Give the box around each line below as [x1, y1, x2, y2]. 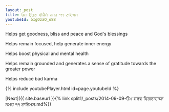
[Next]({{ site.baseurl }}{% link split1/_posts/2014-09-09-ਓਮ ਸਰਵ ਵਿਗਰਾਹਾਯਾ [5, 95, 164, 102]
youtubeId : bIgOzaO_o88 [5, 17, 56, 22]
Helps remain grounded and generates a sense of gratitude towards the [5, 61, 157, 67]
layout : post [5, 7, 33, 13]
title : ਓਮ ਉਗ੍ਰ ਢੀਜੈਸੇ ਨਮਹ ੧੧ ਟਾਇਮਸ [5, 12, 78, 17]
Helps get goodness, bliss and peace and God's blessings [5, 31, 128, 37]
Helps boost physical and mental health [5, 50, 89, 57]
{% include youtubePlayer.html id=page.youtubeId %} [5, 86, 119, 92]
